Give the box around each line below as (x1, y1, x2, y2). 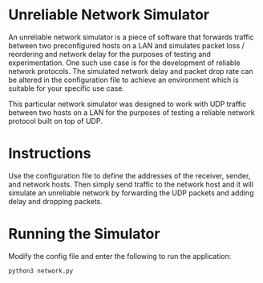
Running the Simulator (8, 225, 160, 243)
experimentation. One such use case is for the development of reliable (8, 58, 241, 68)
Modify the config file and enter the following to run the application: (8, 251, 232, 260)
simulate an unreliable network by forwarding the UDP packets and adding (8, 187, 254, 198)
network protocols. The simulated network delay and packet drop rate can (8, 66, 254, 76)
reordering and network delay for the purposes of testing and (8, 49, 211, 59)
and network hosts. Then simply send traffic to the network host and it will (8, 179, 254, 189)
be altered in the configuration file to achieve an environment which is (8, 75, 239, 84)
